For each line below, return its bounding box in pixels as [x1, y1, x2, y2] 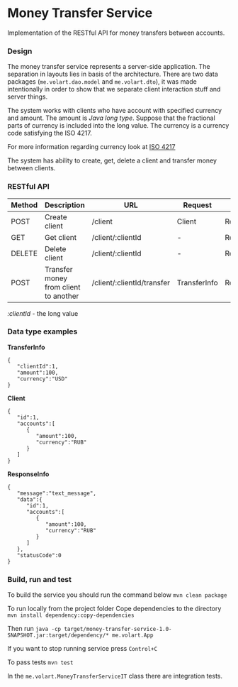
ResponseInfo [7, 470, 50, 478]
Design [7, 46, 33, 56]
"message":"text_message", [16, 490, 97, 497]
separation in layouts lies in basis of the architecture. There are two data [7, 70, 218, 79]
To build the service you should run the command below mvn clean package [7, 590, 227, 599]
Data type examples [7, 326, 78, 336]
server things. [7, 92, 48, 101]
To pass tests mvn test [7, 658, 74, 666]
